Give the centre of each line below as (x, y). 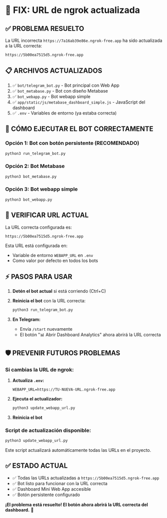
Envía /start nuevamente (46, 329)
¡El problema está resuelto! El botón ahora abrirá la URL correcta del (77, 505)
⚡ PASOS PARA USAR (39, 277)
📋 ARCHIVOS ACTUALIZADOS (54, 71)
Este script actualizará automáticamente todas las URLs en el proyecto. (78, 450)
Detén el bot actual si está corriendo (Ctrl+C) (59, 291)
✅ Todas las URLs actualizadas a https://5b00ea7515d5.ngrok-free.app (86, 478)
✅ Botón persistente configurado (46, 495)
